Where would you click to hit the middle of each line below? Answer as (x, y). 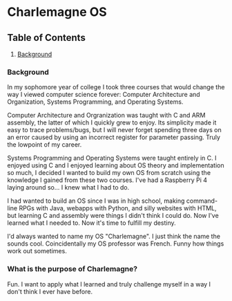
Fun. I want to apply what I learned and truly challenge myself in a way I (109, 284)
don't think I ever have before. (50, 291)
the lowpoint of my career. (45, 145)
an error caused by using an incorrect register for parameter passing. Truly (114, 137)
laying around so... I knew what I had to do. (68, 188)
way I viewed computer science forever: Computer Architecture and (104, 95)
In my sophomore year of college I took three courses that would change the (116, 87)
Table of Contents (47, 38)
